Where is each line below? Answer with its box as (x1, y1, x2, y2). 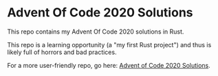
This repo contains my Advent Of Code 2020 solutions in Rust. (7, 27, 184, 36)
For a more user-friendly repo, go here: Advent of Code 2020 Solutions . (7, 61, 211, 69)
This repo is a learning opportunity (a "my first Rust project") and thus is (7, 40, 212, 49)
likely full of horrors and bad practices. (7, 48, 117, 56)
